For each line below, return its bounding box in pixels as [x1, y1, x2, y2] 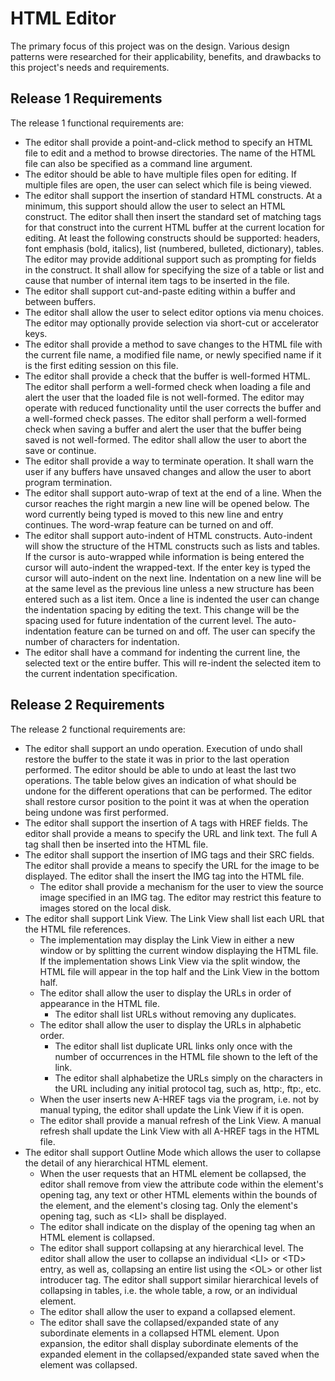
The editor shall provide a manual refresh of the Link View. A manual [39, 1114, 322, 1126]
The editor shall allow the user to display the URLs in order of [39, 987, 292, 999]
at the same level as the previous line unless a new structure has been [24, 582, 315, 594]
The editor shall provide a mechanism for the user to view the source [39, 880, 324, 892]
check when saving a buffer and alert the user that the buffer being [24, 423, 302, 435]
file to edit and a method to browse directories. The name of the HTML [24, 147, 317, 159]
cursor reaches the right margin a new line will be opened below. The [24, 497, 310, 509]
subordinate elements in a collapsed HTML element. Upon [39, 1327, 280, 1339]
